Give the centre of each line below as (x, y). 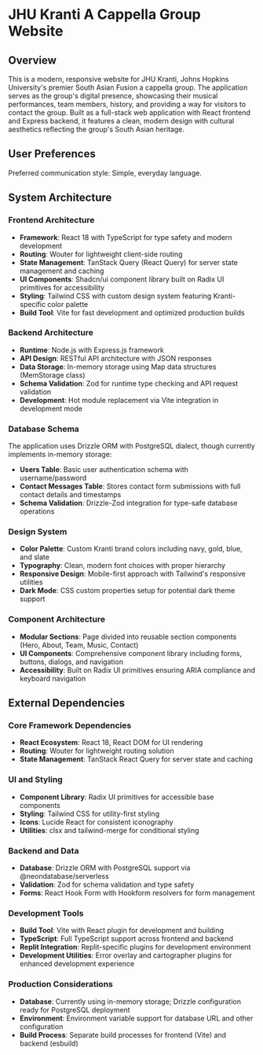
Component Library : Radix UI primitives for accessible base (117, 797)
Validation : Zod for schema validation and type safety (107, 884)
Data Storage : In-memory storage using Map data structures (118, 367)
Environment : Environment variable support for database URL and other (136, 1018)
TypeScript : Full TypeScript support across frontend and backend (126, 939)
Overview (33, 60)
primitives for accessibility (62, 287)
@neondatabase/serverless (64, 876)
